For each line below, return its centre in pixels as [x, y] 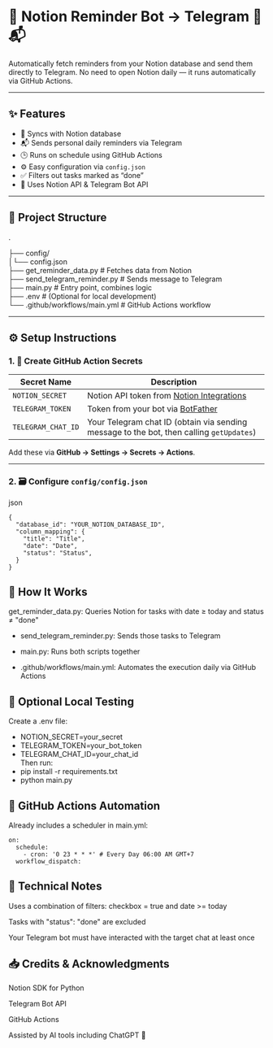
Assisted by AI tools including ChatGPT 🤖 [77, 1035]
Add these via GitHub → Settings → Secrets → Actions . [102, 452]
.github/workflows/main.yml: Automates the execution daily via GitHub [138, 668]
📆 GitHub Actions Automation [84, 805]
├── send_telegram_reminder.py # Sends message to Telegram [115, 279]
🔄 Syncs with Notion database [71, 133]
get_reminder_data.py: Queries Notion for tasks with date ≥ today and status [136, 611]
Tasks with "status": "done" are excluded [77, 921]
